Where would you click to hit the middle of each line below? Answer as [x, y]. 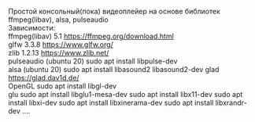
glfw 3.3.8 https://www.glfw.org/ [61, 45]
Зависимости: [32, 28]
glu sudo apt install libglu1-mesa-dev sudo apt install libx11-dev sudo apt [126, 94]
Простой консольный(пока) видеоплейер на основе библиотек [114, 11]
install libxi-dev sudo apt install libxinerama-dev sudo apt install [111, 102]
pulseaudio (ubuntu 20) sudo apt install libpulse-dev [93, 61]
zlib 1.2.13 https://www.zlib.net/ [59, 53]
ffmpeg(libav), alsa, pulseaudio [58, 20]
